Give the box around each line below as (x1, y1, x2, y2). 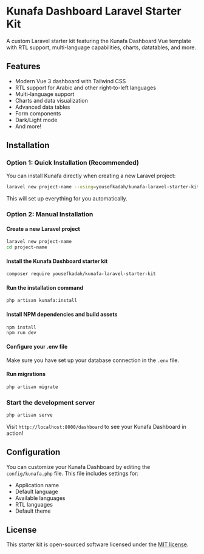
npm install (6, 324, 36, 330)
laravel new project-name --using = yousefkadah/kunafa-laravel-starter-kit (6, 184, 200, 190)
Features (6, 61, 41, 72)
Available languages (15, 494, 66, 502)
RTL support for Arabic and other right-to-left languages (15, 84, 157, 91)
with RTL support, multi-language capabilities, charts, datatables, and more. (6, 44, 196, 51)
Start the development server (6, 398, 95, 406)
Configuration (6, 447, 61, 457)
